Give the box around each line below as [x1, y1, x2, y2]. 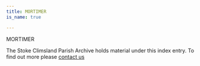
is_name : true [6, 14, 42, 20]
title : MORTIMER [6, 8, 47, 15]
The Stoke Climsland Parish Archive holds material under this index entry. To [6, 47, 195, 54]
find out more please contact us [6, 53, 85, 60]
